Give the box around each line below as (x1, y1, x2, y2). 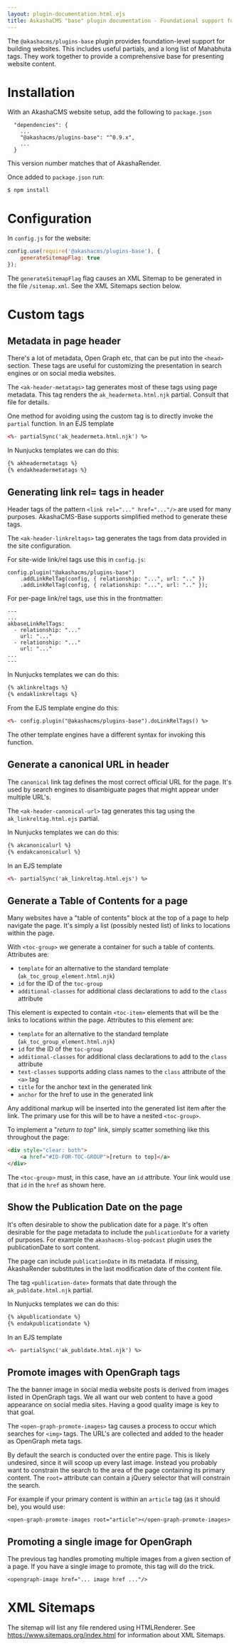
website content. (7, 59, 57, 68)
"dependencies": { (14, 122, 69, 129)
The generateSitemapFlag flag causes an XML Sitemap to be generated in (7, 274, 222, 282)
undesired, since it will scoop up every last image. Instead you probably (7, 1458, 218, 1467)
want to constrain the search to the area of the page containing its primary (7, 1466, 225, 1475)
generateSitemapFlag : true (20, 255, 100, 262)
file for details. (7, 398, 50, 407)
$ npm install (7, 187, 50, 194)
